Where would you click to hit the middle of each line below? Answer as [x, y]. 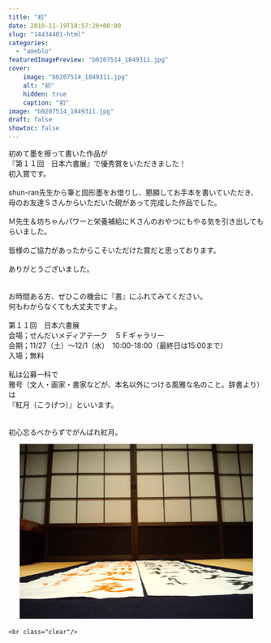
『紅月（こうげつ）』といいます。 [63, 405]
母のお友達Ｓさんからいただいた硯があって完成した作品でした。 [115, 202]
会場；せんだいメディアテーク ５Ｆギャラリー [86, 335]
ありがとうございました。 [51, 269]
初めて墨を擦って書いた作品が [58, 153]
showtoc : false [34, 129]
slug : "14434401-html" [47, 34]
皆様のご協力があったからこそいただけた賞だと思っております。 [114, 250]
